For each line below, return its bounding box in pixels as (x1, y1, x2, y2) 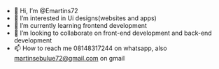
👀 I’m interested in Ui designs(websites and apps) (13, 14, 157, 22)
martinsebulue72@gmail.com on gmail (13, 54, 125, 62)
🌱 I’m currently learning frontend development (13, 22, 147, 29)
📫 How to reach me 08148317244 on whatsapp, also (13, 44, 167, 52)
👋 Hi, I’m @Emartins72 (13, 7, 78, 15)
